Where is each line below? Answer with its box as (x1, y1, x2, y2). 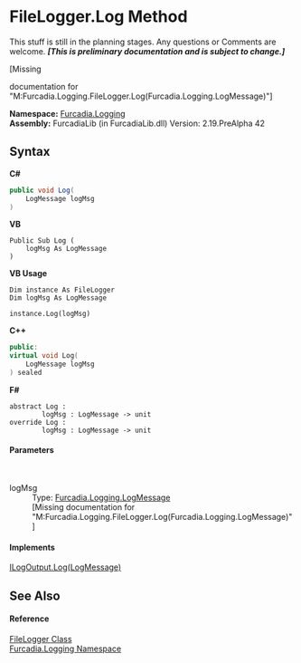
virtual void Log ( (9, 351, 79, 360)
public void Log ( (9, 186, 75, 195)
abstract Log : (9, 401, 67, 411)
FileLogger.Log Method (9, 6, 188, 27)
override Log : (9, 418, 67, 427)
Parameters (9, 445, 54, 456)
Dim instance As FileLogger (9, 285, 116, 295)
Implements (9, 542, 56, 552)
